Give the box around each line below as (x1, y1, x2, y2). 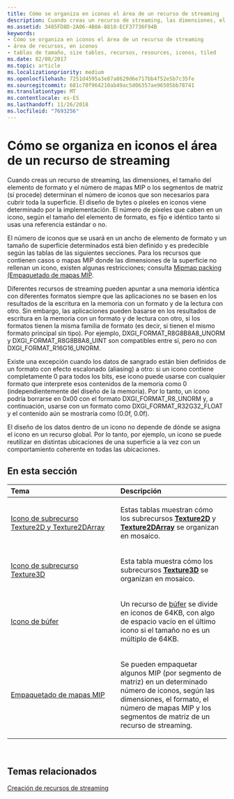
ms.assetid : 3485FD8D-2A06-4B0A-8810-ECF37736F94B (7, 23, 157, 30)
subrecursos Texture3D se (120, 565, 209, 575)
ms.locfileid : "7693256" (7, 108, 79, 115)
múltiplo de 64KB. (120, 633, 179, 643)
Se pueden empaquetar (120, 659, 198, 669)
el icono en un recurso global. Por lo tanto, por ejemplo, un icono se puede (7, 430, 221, 439)
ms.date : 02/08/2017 (7, 56, 68, 63)
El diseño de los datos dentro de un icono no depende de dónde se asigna (7, 423, 221, 431)
